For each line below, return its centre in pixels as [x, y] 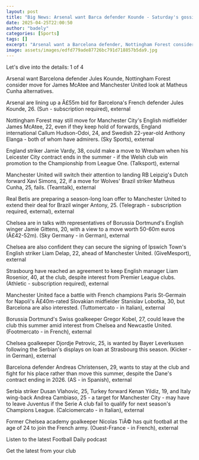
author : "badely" [28, 28]
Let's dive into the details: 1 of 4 [45, 67]
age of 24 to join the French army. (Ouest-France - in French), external [92, 427]
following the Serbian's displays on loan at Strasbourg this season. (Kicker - [99, 349]
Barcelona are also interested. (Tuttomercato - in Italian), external [86, 307]
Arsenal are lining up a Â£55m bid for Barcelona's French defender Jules [95, 102]
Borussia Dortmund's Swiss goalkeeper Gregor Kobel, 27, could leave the [95, 319]
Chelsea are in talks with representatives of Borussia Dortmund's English [95, 223]
